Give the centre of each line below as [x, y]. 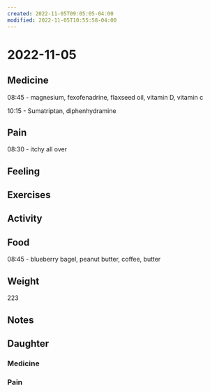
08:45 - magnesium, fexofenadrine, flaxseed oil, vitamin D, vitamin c [105, 97]
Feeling [24, 171]
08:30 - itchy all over [37, 149]
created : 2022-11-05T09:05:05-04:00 [60, 14]
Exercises [29, 195]
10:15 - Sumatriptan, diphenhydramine [62, 111]
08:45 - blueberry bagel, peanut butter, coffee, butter [84, 259]
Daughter [28, 344]
